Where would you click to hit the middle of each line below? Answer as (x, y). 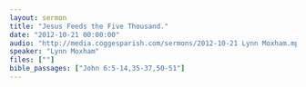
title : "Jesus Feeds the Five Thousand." (89, 26)
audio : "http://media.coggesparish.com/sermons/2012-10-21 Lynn (134, 43)
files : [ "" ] (32, 60)
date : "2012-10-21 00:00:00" (65, 34)
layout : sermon (38, 18)
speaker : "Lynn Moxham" (55, 52)
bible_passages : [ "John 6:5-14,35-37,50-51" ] (97, 69)
